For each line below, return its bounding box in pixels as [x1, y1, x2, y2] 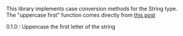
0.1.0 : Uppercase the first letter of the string [6, 23, 116, 30]
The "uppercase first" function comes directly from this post [6, 11, 156, 19]
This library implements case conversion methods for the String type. [6, 5, 178, 12]
